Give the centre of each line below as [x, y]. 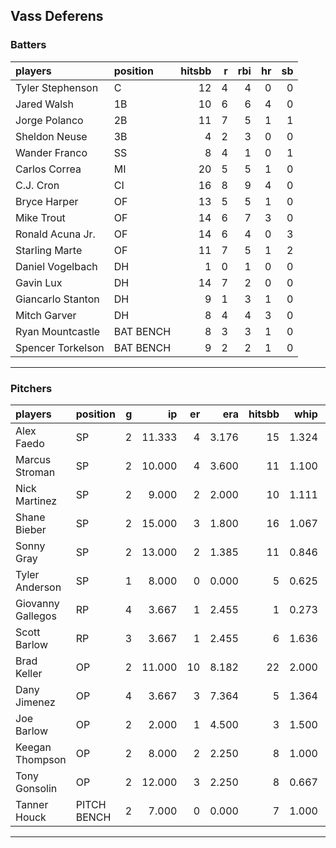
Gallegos [36, 616]
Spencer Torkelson [60, 347]
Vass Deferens [57, 16]
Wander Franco [51, 152]
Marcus [33, 459]
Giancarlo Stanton [57, 299]
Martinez [36, 501]
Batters [28, 45]
